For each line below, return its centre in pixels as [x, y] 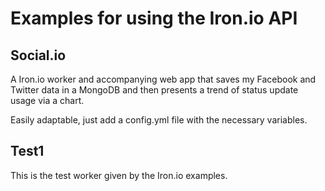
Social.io [38, 55]
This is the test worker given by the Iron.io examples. [119, 175]
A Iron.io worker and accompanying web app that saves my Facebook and [163, 79]
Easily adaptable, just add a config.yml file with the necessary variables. [159, 120]
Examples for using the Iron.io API [154, 18]
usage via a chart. [47, 100]
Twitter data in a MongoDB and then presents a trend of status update [154, 90]
